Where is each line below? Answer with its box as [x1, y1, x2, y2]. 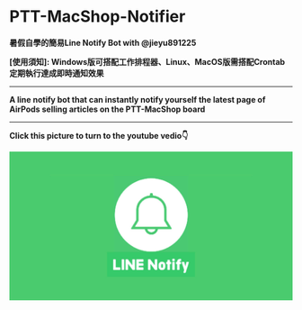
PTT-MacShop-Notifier [9, 6, 186, 27]
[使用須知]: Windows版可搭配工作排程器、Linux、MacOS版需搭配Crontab [9, 56, 286, 67]
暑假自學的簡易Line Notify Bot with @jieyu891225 [9, 37, 197, 48]
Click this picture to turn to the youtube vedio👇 [9, 130, 189, 141]
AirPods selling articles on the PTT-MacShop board [9, 104, 206, 114]
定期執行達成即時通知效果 [9, 68, 104, 78]
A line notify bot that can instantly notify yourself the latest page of [9, 94, 266, 105]
